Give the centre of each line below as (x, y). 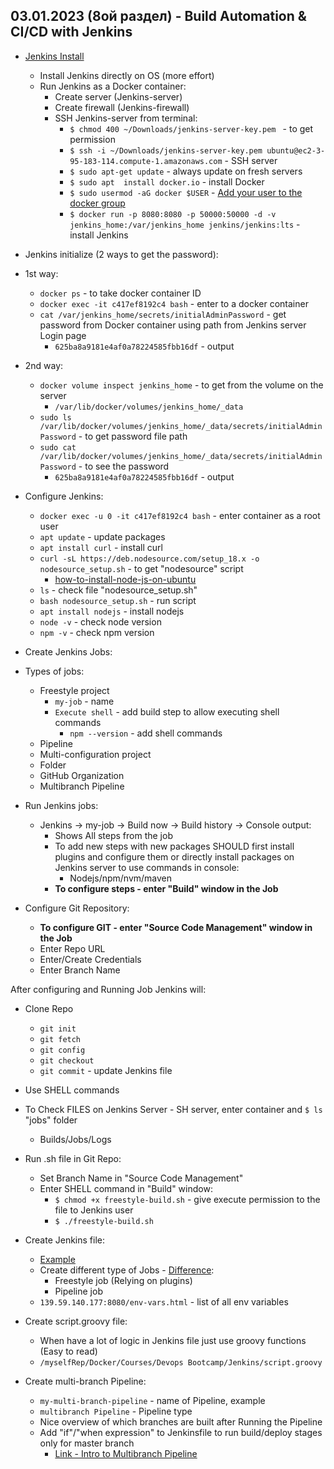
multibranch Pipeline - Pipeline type (116, 1411)
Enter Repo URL (72, 948)
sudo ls (55, 417)
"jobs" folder (51, 1120)
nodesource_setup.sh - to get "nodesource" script (141, 568)
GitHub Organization (82, 775)
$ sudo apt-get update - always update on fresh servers (186, 171)
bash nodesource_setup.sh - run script (118, 600)
